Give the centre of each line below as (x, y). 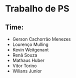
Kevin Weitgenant (30, 50)
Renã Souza (25, 55)
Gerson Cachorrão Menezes (41, 39)
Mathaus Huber (28, 60)
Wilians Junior (27, 71)
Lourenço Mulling (30, 44)
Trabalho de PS (37, 9)
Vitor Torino (24, 66)
